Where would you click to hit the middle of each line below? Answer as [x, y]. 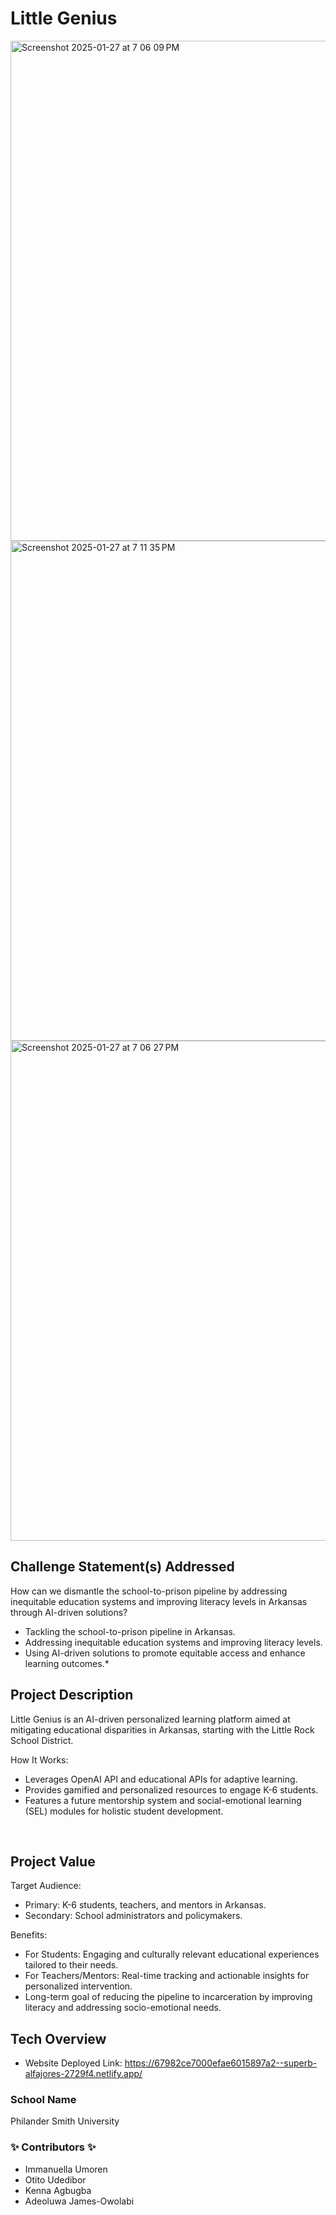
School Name [43, 2100]
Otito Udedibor [55, 2179]
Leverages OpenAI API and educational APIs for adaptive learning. [161, 1779]
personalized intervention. [78, 1986]
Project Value [53, 1861]
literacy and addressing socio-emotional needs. [123, 2008]
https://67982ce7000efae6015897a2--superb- [221, 2063]
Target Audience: [46, 1886]
